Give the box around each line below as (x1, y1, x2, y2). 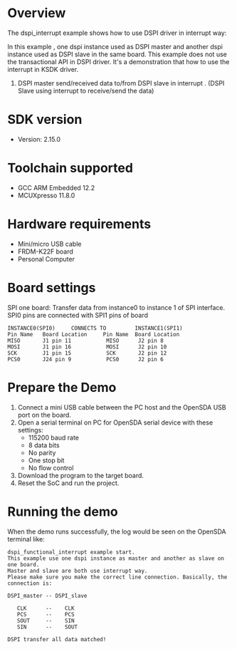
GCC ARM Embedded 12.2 (17, 183, 95, 192)
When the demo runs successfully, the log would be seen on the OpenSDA (7, 527, 226, 536)
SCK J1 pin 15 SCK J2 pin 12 (7, 349, 167, 357)
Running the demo (7, 504, 119, 519)
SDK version (7, 112, 83, 128)
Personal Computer (17, 254, 75, 263)
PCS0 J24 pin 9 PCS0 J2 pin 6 (7, 355, 164, 363)
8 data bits (28, 440, 60, 450)
